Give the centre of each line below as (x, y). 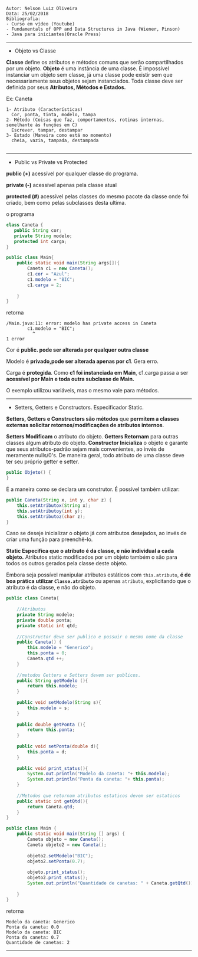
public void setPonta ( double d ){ (58, 746)
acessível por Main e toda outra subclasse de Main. (70, 379)
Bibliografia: (24, 19)
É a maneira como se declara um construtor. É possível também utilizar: (93, 489)
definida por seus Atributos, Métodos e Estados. (66, 87)
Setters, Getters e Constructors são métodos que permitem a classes (93, 419)
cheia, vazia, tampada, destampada (55, 140)
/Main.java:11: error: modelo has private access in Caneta (82, 324)
